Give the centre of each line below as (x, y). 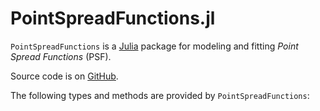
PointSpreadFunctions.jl (113, 18)
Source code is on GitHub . (64, 76)
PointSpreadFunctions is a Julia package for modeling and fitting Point (154, 46)
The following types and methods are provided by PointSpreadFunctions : (160, 95)
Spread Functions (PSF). (61, 56)
